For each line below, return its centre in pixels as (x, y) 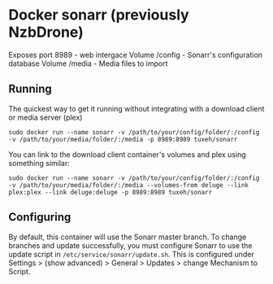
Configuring (40, 217)
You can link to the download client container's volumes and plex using (127, 154)
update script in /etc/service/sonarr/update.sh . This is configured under (131, 254)
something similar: (39, 163)
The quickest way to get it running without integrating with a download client (136, 108)
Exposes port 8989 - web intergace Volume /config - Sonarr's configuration (135, 55)
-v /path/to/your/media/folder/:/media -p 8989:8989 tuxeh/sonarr (123, 139)
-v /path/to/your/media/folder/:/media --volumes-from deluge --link (129, 185)
